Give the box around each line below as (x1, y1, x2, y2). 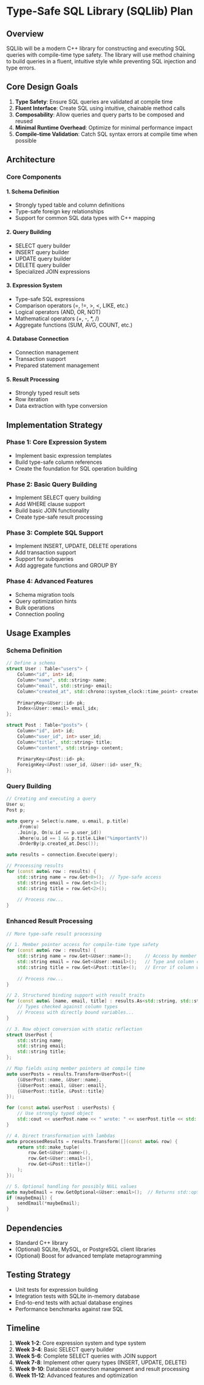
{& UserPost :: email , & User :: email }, (17, 1082, 107, 1089)
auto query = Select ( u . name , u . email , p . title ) (6, 818, 129, 824)
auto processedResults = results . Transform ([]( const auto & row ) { (6, 1138, 178, 1144)
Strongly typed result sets (15, 389, 80, 397)
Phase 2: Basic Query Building (6, 480, 97, 488)
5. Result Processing (6, 376, 59, 383)
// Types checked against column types (17, 1004, 118, 1010)
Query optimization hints (15, 597, 77, 605)
